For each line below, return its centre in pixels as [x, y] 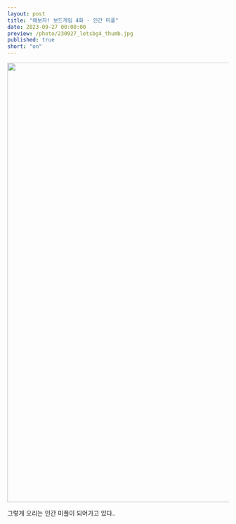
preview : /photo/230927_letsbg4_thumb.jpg [70, 33]
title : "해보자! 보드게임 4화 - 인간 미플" [63, 20]
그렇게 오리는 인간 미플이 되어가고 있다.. [61, 513]
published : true [31, 40]
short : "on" [25, 46]
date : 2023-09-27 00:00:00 [47, 27]
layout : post [26, 14]
